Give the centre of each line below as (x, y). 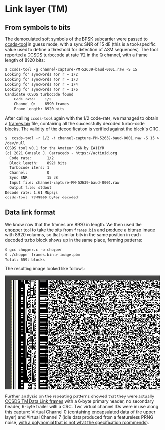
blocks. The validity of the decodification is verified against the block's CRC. (82, 129)
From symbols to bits (38, 27)
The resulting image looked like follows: (45, 268)
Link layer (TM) (37, 9)
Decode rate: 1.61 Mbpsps (31, 193)
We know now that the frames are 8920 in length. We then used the (74, 224)
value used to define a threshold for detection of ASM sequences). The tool (82, 50)
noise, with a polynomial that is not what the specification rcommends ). (77, 422)
